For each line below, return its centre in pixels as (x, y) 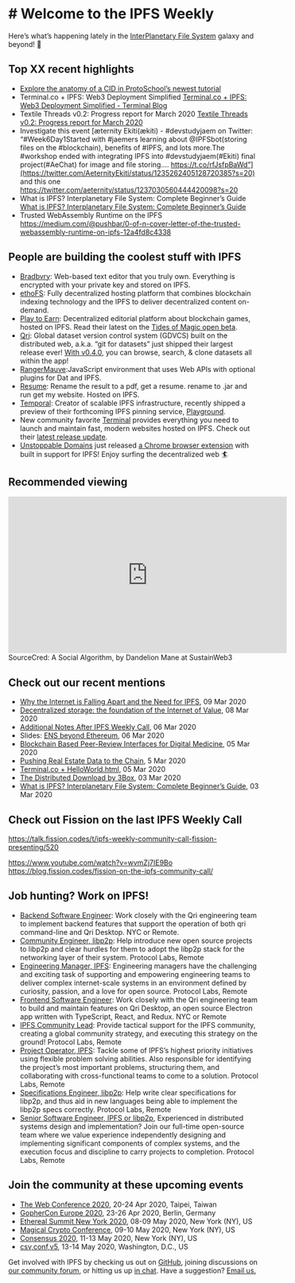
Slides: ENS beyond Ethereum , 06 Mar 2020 (92, 735)
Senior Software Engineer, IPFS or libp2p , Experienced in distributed (132, 1118)
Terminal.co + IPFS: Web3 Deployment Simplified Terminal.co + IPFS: (133, 97)
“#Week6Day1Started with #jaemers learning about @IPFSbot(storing (134, 139)
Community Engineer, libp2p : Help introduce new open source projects (136, 940)
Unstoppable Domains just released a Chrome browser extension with (134, 445)
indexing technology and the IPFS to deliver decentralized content (128, 301)
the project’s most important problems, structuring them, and (120, 1067)
